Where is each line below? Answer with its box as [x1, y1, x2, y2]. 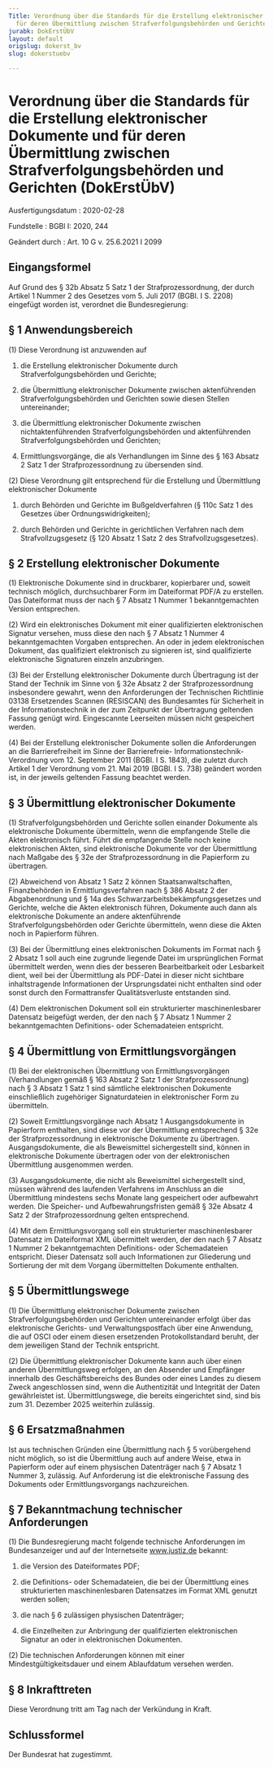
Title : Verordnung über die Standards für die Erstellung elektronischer [8, 11, 264, 20]
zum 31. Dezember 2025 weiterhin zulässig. [8, 1399, 155, 1409]
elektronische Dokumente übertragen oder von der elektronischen [8, 1151, 230, 1160]
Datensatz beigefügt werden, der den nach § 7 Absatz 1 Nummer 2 [8, 1012, 232, 1022]
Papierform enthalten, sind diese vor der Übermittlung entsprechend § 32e [8, 1125, 258, 1134]
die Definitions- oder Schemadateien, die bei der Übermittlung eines [19, 1577, 249, 1587]
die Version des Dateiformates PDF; [19, 1561, 140, 1572]
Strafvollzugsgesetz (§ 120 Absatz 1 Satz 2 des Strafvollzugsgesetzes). [19, 533, 258, 542]
